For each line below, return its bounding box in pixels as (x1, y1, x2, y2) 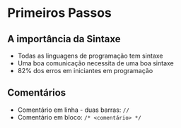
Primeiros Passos (7, 5, 112, 21)
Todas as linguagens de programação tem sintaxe (17, 51, 163, 60)
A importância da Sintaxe (7, 33, 122, 45)
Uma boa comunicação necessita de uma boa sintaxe (17, 59, 175, 68)
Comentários (7, 87, 66, 99)
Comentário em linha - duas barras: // (17, 105, 129, 114)
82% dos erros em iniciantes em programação (17, 67, 153, 75)
